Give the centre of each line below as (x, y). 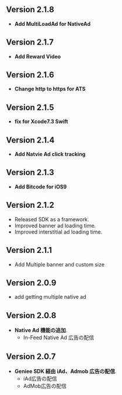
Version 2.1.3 (30, 173)
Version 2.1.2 (30, 205)
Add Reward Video (38, 56)
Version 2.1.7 (30, 43)
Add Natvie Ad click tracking (50, 154)
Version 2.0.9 (31, 283)
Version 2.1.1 (29, 250)
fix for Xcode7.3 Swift (41, 121)
